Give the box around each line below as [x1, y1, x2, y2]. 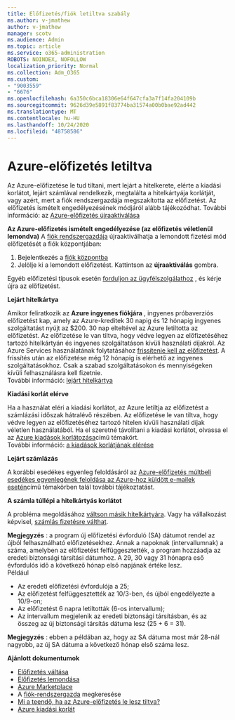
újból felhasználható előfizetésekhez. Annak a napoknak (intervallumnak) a [7, 539, 224, 547]
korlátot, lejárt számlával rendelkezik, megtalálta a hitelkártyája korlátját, [7, 189, 215, 197]
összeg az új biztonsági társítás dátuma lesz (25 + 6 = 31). [17, 620, 187, 628]
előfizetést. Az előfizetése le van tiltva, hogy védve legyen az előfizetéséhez [7, 332, 228, 340]
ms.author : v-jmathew [7, 17, 71, 24]
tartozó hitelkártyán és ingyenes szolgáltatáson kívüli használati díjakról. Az [7, 339, 226, 348]
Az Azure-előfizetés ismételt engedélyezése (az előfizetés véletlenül [7, 225, 213, 233]
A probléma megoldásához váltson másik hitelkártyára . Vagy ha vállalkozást [7, 510, 227, 518]
